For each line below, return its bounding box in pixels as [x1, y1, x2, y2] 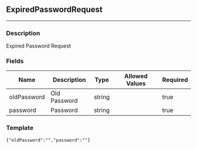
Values [125, 79, 146, 87]
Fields [6, 57, 24, 65]
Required [162, 76, 188, 84]
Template [6, 124, 34, 132]
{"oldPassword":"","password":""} [6, 137, 91, 143]
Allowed [124, 72, 148, 80]
